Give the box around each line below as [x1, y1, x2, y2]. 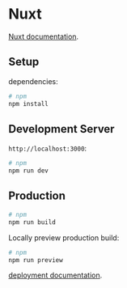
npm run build [8, 218, 57, 227]
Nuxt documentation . [8, 32, 79, 41]
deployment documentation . [8, 270, 103, 280]
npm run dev [8, 167, 49, 175]
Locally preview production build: [8, 232, 120, 243]
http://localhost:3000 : [8, 143, 87, 154]
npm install [8, 100, 49, 108]
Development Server [8, 122, 115, 136]
